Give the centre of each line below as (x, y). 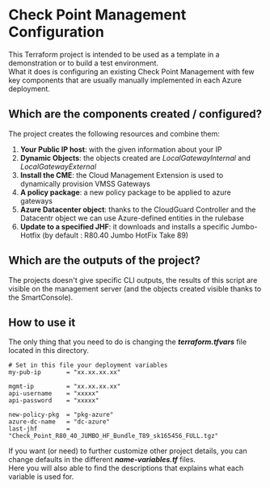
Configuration (57, 32)
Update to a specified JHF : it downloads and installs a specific (124, 226)
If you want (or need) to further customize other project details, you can (128, 451)
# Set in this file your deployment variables (88, 365)
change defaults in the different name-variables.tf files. (102, 460)
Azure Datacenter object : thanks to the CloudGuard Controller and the (138, 209)
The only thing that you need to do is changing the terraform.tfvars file (128, 342)
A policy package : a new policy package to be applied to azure (126, 192)
